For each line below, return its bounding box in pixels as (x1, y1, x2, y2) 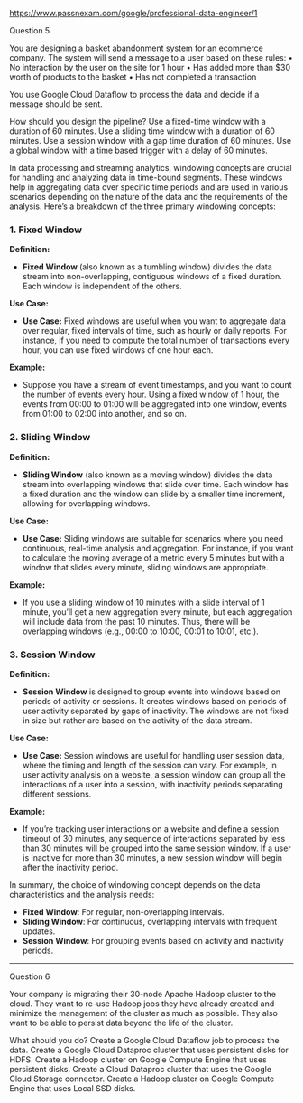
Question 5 (9, 25, 50, 35)
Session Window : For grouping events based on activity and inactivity (22, 935, 284, 946)
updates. (22, 926, 56, 937)
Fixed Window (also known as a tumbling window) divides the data (22, 261, 272, 272)
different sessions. (22, 788, 92, 799)
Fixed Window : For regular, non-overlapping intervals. (22, 906, 225, 917)
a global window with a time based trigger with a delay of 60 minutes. (9, 145, 268, 156)
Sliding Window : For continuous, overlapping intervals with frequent (22, 916, 278, 927)
